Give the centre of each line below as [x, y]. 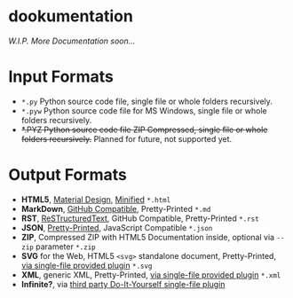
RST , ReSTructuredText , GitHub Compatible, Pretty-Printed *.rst [140, 218]
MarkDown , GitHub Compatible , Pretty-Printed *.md [116, 208]
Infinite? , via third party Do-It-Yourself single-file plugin [123, 284]
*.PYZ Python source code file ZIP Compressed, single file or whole [144, 129]
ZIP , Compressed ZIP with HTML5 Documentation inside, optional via [148, 237]
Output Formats [68, 175]
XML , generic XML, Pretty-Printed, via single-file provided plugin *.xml [151, 274]
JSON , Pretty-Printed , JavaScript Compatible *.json [117, 227]
